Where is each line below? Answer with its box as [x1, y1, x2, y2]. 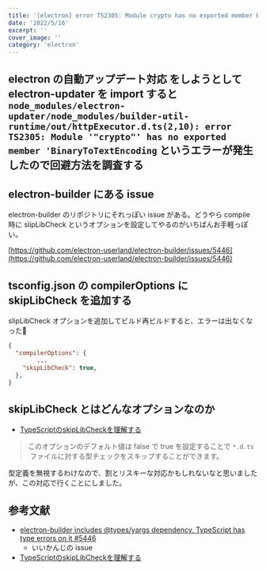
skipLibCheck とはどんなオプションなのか [8, 402, 215, 416]
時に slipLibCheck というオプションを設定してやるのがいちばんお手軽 [8, 220, 235, 229]
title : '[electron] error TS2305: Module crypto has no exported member [8, 11, 253, 20]
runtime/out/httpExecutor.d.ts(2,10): [8, 120, 200, 132]
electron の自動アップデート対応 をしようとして [8, 72, 243, 85]
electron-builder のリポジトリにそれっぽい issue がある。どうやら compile [8, 210, 251, 220]
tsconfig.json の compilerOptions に [8, 278, 188, 293]
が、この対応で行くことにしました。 [8, 478, 127, 488]
